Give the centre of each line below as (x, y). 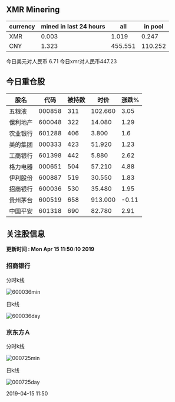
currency (22, 26)
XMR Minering (33, 10)
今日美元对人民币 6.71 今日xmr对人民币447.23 (62, 61)
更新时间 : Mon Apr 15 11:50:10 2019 (50, 249)
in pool (154, 26)
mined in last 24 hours (73, 26)
